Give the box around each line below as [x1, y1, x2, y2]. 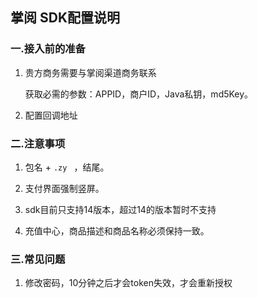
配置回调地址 [24, 109, 78, 121]
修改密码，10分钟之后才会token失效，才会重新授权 [24, 277, 233, 289]
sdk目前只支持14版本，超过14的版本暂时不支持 [24, 203, 217, 215]
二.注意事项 [10, 136, 66, 150]
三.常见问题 [10, 252, 66, 266]
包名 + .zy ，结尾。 [24, 161, 110, 173]
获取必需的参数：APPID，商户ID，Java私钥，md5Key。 [24, 88, 254, 100]
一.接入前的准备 [10, 42, 86, 56]
